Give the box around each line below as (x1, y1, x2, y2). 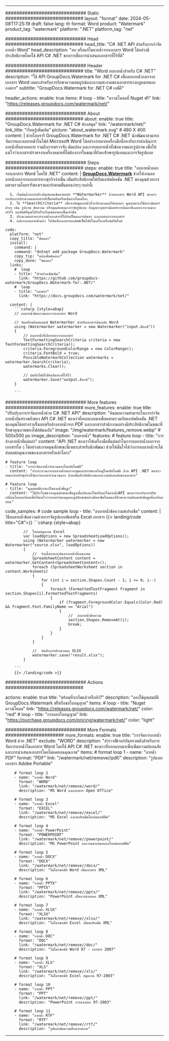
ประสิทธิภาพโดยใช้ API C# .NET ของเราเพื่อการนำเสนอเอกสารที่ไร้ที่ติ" (5, 52, 125, 58)
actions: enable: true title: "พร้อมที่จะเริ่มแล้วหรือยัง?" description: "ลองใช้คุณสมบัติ (5, 694, 159, 700)
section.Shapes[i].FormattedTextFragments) (5, 591, 98, 596)
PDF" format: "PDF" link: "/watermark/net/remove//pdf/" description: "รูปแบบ (5, 755, 162, 761)
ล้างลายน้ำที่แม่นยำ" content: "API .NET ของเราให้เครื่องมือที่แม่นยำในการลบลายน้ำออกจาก (5, 438, 160, 444)
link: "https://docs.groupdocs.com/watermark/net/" (18, 293, 129, 298)
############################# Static (5, 10, 100, 16)
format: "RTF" (18, 1017, 49, 1022)
